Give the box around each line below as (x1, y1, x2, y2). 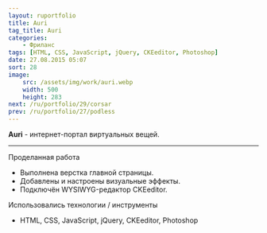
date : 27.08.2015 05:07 (8, 56, 87, 64)
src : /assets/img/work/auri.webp (22, 78, 133, 86)
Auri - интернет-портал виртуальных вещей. (8, 130, 161, 139)
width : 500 (22, 85, 59, 94)
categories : (8, 33, 48, 42)
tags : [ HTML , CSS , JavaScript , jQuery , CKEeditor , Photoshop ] (8, 49, 219, 56)
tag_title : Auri (8, 26, 62, 34)
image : (8, 71, 30, 79)
